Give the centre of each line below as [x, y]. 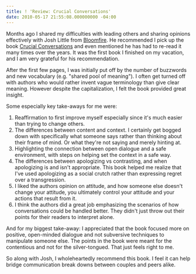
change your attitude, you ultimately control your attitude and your [94, 192]
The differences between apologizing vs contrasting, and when [91, 161]
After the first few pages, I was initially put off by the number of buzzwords [97, 70]
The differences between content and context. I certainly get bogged [98, 130]
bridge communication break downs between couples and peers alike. [91, 265]
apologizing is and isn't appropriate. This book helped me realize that [98, 167]
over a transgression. [40, 180]
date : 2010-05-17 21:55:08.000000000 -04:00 [61, 17]
